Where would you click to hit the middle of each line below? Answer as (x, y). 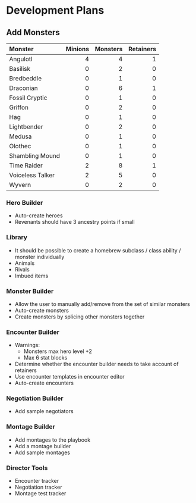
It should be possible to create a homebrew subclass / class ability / (98, 250)
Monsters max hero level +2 (58, 351)
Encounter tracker (37, 481)
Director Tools (27, 468)
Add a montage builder (43, 446)
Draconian (24, 88)
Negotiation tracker (38, 487)
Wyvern (20, 185)
